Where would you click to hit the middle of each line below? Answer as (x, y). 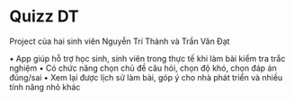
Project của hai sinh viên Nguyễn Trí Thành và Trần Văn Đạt (120, 41)
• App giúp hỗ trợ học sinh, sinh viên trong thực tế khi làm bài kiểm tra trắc (147, 58)
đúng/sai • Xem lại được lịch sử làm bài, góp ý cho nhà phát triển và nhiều (146, 77)
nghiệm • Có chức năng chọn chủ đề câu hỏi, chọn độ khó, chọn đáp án (143, 68)
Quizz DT (44, 17)
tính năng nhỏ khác (45, 87)
